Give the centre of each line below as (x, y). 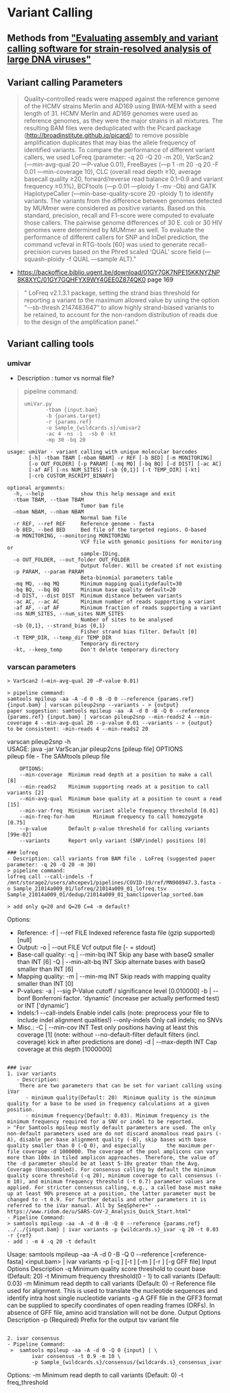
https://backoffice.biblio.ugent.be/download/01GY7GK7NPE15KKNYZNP (118, 273)
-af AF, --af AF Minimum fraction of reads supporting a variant (118, 608)
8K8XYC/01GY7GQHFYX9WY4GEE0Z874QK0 (81, 280)
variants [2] (26, 793)
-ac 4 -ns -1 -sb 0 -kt (81, 434)
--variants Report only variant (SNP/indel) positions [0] (113, 841)
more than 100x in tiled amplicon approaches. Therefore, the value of (111, 1158)
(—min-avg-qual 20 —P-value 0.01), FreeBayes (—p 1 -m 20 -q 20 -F (121, 164)
